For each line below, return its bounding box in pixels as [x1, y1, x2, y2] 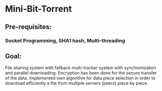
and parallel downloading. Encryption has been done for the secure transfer [5, 70, 157, 76]
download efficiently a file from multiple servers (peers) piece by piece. [5, 80, 148, 86]
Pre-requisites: [5, 23, 52, 31]
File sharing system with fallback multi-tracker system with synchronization [5, 65, 157, 71]
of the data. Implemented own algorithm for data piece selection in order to [5, 75, 156, 81]
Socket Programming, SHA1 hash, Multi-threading [5, 37, 126, 44]
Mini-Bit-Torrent [5, 3, 72, 15]
